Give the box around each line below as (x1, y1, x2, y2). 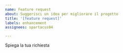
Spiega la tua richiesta (5, 42, 50, 48)
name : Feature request (5, 7, 51, 12)
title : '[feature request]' (5, 16, 62, 21)
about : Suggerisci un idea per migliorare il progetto (5, 12, 119, 16)
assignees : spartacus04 (5, 25, 53, 30)
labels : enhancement (5, 20, 47, 26)
